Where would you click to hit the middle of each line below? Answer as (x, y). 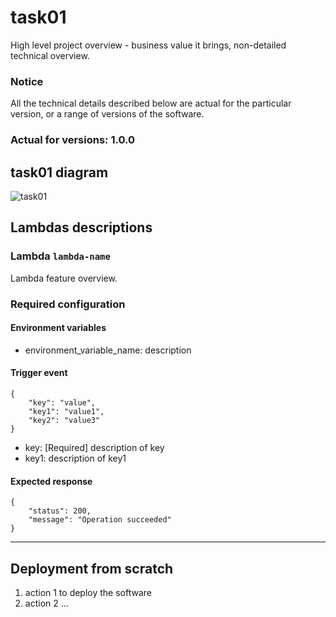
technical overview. (50, 55)
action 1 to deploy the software (88, 592)
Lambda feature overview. (64, 278)
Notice (27, 81)
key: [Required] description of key (94, 447)
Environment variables (58, 328)
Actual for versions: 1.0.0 (73, 140)
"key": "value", (62, 402)
